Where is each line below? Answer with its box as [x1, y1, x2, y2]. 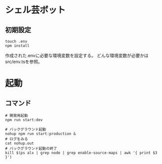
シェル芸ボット [5, 4, 66, 16]
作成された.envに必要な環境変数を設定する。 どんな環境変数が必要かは [5, 53, 149, 58]
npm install [5, 43, 30, 48]
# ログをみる [5, 136, 28, 141]
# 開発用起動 [5, 113, 28, 118]
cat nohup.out [5, 141, 34, 146]
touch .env [5, 39, 28, 44]
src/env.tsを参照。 [5, 59, 43, 65]
